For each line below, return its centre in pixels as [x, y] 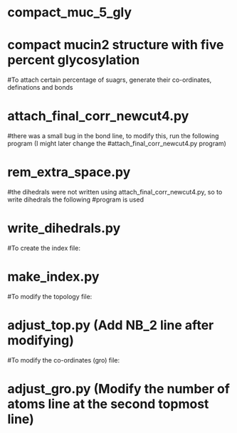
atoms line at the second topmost [108, 404]
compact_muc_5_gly [70, 12]
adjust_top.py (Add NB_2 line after [111, 325]
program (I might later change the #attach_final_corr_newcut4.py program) [117, 144]
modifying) [41, 341]
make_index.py [53, 277]
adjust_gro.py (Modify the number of [118, 389]
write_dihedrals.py [64, 228]
